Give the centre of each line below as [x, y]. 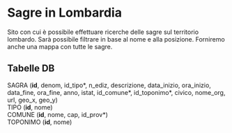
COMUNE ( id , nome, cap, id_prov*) [57, 114]
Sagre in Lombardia [64, 13]
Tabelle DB [31, 68]
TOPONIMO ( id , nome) [40, 122]
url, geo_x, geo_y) [32, 100]
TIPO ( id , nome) [30, 107]
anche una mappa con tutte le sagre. [60, 46]
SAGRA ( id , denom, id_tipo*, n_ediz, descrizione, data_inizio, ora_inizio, [109, 85]
